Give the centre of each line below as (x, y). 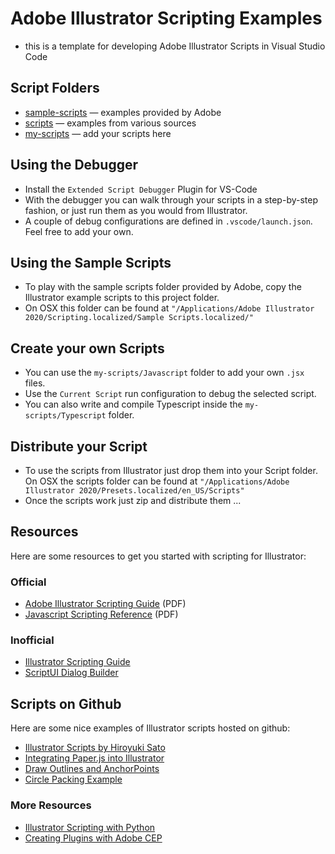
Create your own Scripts (87, 348)
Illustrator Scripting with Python (90, 827)
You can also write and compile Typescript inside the (133, 404)
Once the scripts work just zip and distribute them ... (133, 500)
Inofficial (32, 640)
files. (35, 383)
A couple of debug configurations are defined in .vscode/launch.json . (168, 221)
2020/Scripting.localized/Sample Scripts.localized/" (139, 318)
